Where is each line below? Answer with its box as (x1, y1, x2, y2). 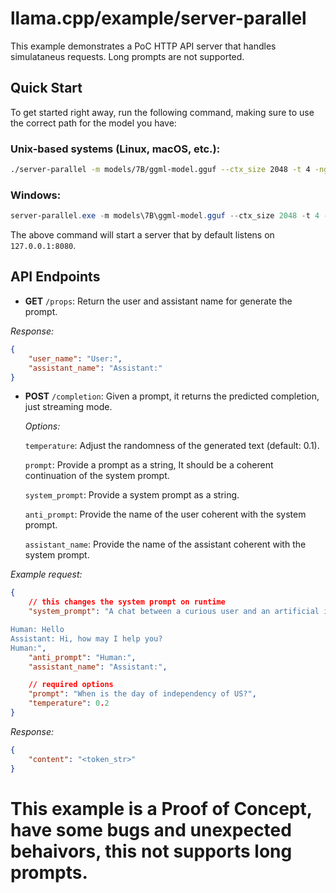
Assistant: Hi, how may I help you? (10, 633, 163, 644)
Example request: (10, 568, 83, 581)
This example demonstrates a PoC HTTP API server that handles (10, 40, 277, 52)
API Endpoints (10, 268, 101, 286)
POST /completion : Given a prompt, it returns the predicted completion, (24, 390, 320, 402)
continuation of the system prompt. (24, 470, 170, 482)
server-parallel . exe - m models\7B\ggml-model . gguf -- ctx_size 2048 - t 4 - (10, 211, 329, 221)
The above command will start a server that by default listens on (10, 229, 275, 241)
